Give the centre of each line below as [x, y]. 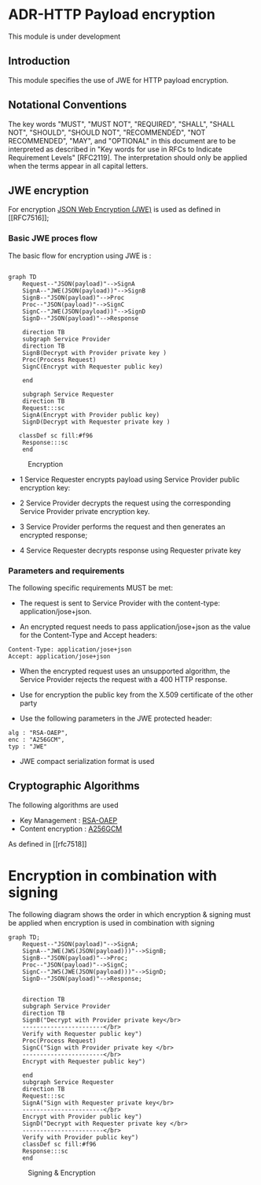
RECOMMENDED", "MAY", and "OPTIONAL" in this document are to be [122, 140]
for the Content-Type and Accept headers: [88, 635]
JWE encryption [48, 190]
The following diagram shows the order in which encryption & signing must [129, 914]
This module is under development [64, 36]
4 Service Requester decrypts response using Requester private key [130, 550]
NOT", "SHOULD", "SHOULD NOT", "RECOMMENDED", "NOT [107, 132]
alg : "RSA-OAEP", [38, 732]
